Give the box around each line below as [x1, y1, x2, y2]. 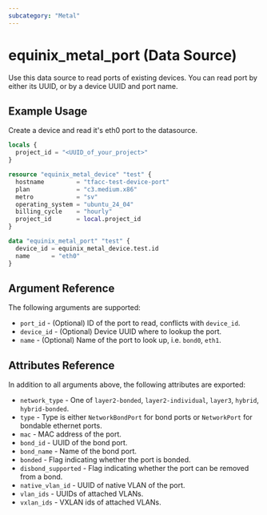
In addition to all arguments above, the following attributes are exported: [8, 380, 246, 389]
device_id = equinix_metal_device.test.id [15, 244, 159, 252]
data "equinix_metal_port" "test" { [8, 237, 130, 245]
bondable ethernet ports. [19, 421, 102, 431]
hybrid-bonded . [19, 404, 70, 413]
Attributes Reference [8, 358, 115, 372]
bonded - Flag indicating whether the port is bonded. [19, 455, 191, 465]
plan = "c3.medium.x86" [15, 185, 137, 193]
